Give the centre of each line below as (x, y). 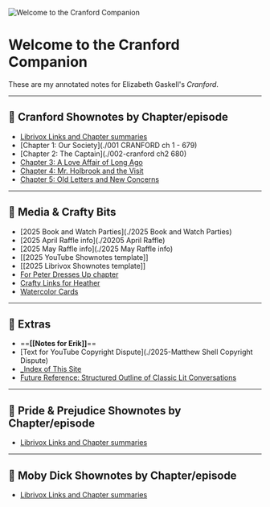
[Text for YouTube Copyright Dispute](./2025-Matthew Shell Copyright (136, 352)
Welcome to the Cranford (94, 45)
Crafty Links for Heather (60, 282)
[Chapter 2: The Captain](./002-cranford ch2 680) (103, 154)
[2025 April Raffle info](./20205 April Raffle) (92, 240)
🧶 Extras (29, 324)
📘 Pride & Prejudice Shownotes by (95, 410)
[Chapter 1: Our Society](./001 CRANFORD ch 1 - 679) (108, 145)
